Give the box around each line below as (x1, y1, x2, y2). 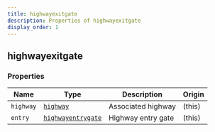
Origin (182, 89, 204, 99)
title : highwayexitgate (7, 10, 78, 18)
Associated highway (109, 101, 176, 111)
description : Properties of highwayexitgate (7, 17, 141, 24)
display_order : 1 (7, 23, 59, 31)
